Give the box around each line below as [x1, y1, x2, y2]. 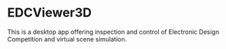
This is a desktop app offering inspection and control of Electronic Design [7, 28, 220, 36]
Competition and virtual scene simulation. [7, 35, 127, 43]
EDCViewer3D [7, 5, 92, 21]
